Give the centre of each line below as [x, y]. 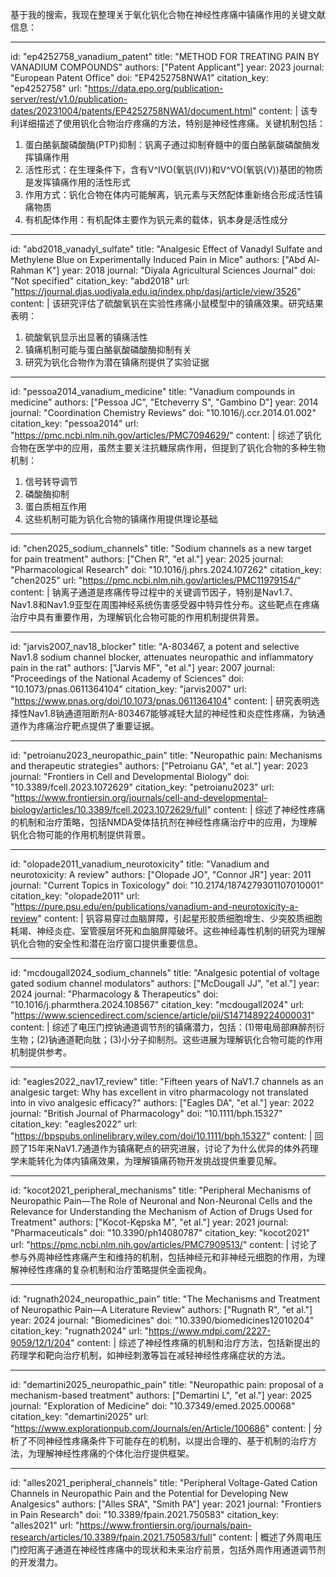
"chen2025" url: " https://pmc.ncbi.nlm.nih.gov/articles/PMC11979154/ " [156, 580]
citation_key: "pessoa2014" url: [74, 423]
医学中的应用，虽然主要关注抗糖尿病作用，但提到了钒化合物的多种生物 [181, 447]
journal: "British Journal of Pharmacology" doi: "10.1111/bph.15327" [146, 1113]
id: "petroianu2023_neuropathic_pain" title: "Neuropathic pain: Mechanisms [166, 755]
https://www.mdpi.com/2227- [210, 1331]
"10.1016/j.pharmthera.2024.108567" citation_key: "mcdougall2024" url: [157, 1004]
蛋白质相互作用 [55, 506]
